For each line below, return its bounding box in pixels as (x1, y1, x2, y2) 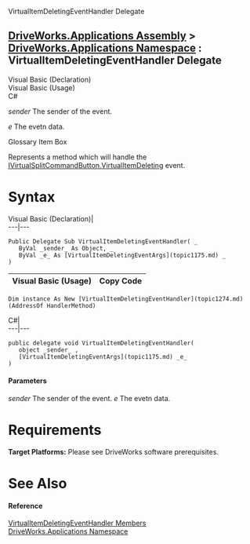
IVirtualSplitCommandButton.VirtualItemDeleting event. (8, 160, 186, 170)
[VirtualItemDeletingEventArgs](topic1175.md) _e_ (18, 352, 188, 360)
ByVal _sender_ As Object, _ (18, 244, 114, 252)
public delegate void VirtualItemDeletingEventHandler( (8, 339, 194, 347)
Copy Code (99, 275, 143, 286)
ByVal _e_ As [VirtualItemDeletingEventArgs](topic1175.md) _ (18, 251, 226, 259)
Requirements (8, 422, 102, 439)
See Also (8, 475, 67, 493)
